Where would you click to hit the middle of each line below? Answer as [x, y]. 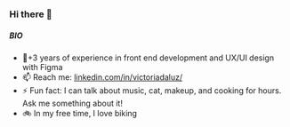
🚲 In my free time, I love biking [80, 113]
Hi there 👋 [31, 14]
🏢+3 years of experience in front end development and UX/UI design [148, 58]
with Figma [42, 67]
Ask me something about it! [72, 103]
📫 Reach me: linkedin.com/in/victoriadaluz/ [102, 77]
